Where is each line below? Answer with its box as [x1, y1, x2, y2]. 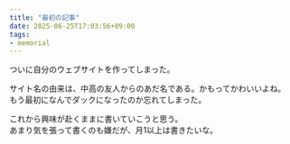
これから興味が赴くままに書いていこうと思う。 [9, 113, 183, 124]
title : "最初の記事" [9, 13, 80, 22]
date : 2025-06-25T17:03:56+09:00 [9, 22, 136, 31]
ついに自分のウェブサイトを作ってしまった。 [9, 64, 175, 75]
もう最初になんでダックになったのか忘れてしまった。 [9, 94, 206, 105]
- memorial [9, 38, 51, 48]
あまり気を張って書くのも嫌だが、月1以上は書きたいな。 [9, 125, 219, 136]
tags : [9, 30, 30, 39]
